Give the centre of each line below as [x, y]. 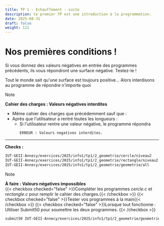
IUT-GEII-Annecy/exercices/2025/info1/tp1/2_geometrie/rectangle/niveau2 [82, 160]
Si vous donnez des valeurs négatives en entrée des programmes [71, 65]
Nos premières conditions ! [61, 52]
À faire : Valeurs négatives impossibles [46, 184]
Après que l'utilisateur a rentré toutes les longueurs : [65, 119]
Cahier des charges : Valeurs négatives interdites [56, 104]
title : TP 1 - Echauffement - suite [42, 10]
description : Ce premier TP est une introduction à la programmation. [78, 14]
